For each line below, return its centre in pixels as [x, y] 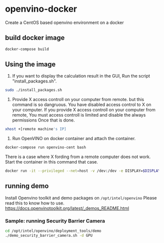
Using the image [31, 64]
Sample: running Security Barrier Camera [55, 221]
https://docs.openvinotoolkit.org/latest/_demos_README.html [67, 208]
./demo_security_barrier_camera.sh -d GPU [49, 235]
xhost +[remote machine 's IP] [36, 129]
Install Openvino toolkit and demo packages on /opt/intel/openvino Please [81, 198]
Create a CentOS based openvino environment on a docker [64, 22]
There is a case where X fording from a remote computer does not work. [78, 157]
